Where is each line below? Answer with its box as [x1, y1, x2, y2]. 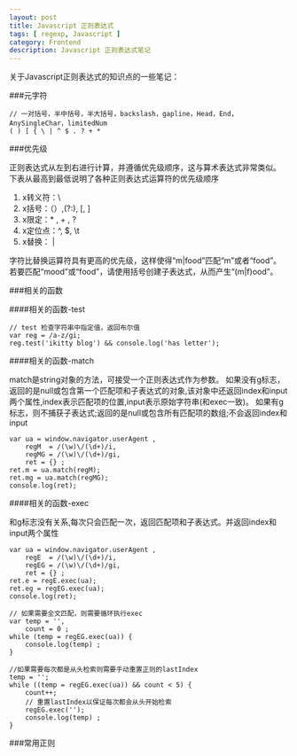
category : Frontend [9, 37, 82, 47]
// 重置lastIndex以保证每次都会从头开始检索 [25, 698, 172, 707]
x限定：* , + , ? [21, 214, 77, 225]
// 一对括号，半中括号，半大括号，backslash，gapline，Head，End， [9, 110, 238, 119]
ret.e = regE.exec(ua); [9, 577, 98, 586]
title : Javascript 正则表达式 [9, 21, 114, 30]
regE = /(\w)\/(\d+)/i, [25, 553, 117, 563]
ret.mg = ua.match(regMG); [9, 473, 109, 483]
